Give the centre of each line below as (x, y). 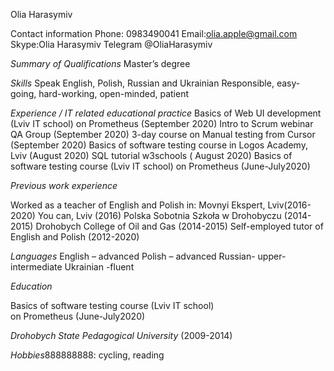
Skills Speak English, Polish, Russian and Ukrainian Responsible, (142, 83)
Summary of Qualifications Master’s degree (100, 63)
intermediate (36, 267)
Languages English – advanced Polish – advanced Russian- (133, 256)
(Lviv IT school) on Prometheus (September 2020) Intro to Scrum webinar (162, 123)
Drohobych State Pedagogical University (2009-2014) (121, 335)
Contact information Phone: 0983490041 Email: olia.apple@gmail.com (154, 33)
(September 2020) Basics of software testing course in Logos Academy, (159, 145)
